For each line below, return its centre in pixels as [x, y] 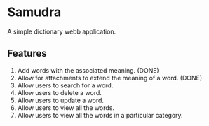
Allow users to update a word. [60, 100]
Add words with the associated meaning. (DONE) [88, 70]
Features [27, 54]
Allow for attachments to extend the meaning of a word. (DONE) [110, 78]
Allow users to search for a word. [65, 85]
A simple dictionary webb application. [62, 31]
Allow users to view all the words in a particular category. [100, 115]
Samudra [34, 12]
